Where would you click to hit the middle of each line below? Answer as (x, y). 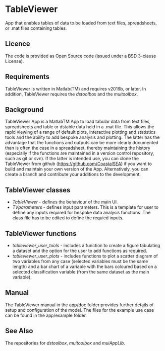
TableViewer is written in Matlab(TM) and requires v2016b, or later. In (76, 88)
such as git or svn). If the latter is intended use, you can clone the (72, 159)
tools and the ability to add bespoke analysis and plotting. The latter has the (82, 137)
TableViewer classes (38, 190)
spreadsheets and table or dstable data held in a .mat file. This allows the (80, 127)
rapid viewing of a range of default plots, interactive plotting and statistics (81, 132)
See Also (19, 331)
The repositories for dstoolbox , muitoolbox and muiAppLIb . (65, 343)
